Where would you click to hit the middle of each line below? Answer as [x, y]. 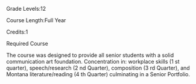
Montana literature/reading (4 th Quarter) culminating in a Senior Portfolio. [98, 74]
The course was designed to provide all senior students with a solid [90, 55]
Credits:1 [17, 32]
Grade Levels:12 [26, 9]
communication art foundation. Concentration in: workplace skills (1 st [93, 61]
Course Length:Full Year [36, 20]
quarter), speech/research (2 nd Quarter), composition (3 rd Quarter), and [98, 68]
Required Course [27, 43]
